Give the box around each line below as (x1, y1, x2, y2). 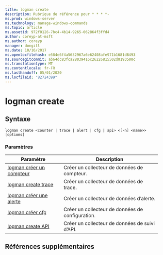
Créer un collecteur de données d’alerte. (64, 195, 156, 202)
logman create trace (7, 181, 53, 188)
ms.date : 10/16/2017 (5, 48, 47, 52)
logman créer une (7, 192, 48, 199)
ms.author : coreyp (5, 39, 42, 44)
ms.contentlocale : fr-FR (5, 66, 55, 71)
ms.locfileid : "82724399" (5, 75, 57, 80)
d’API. (64, 226, 77, 233)
